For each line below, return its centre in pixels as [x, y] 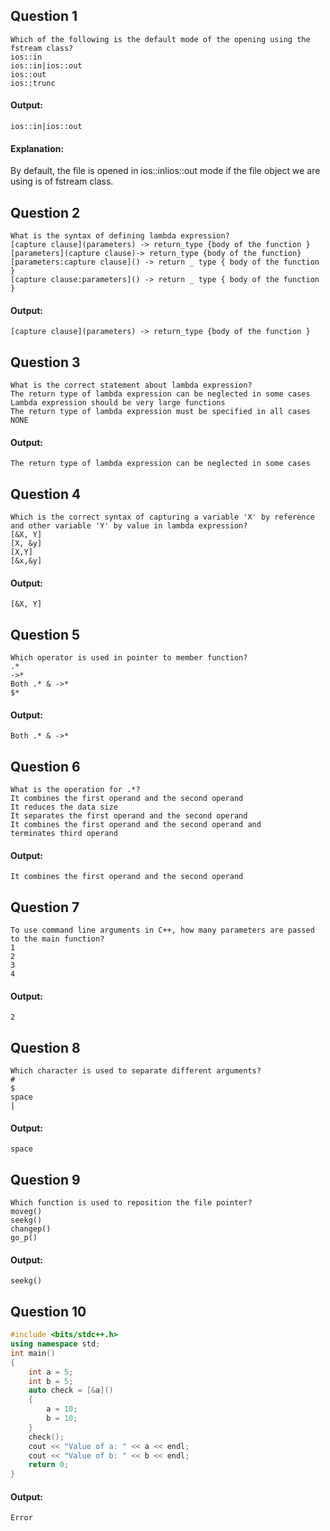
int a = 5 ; [51, 1372]
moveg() [26, 1212]
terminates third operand [64, 834]
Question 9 [45, 1179]
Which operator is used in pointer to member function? [129, 658]
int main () [33, 1353]
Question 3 [45, 362]
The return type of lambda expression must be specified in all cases [160, 412]
